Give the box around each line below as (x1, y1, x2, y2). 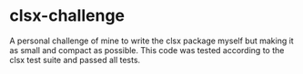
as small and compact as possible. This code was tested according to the (9, 44, 285, 55)
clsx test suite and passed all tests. (9, 54, 141, 65)
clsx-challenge (9, 5, 126, 26)
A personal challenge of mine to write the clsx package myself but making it (9, 35, 294, 46)
